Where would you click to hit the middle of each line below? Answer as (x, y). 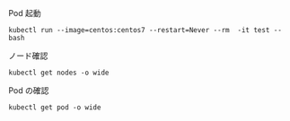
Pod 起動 (25, 13)
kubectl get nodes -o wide (59, 73)
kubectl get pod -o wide (55, 108)
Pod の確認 (29, 91)
